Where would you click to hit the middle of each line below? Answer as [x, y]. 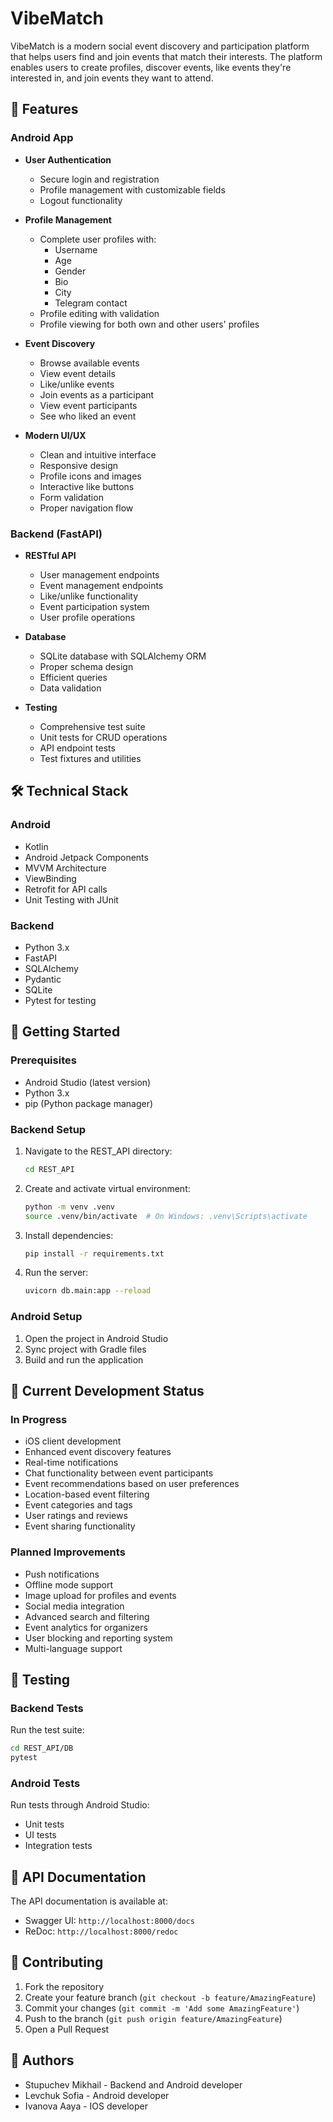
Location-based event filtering [87, 1494]
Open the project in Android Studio [96, 1338]
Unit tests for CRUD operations [103, 737]
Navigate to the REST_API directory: [98, 1151]
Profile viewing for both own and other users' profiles [149, 324]
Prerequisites [43, 1060]
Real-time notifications [71, 1463]
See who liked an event [88, 416]
